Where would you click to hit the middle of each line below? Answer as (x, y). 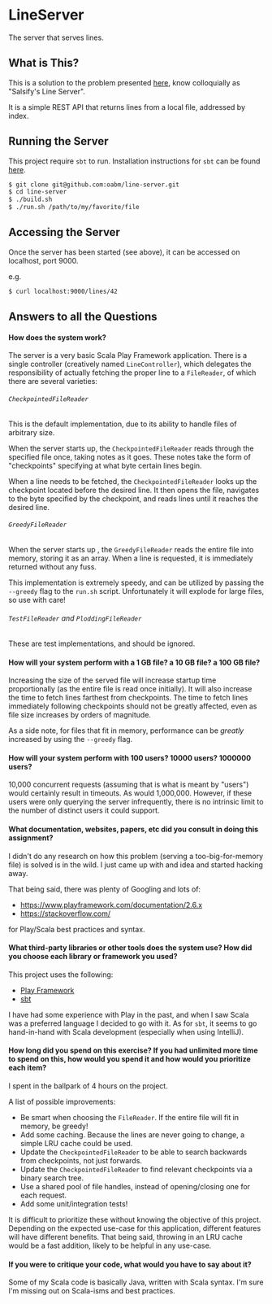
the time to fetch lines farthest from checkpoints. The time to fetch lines (128, 698)
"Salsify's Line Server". (47, 91)
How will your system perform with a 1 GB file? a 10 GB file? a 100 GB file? (134, 662)
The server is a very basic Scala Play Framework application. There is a (128, 355)
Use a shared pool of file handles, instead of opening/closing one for (135, 1186)
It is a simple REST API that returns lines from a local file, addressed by (127, 107)
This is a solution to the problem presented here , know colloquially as (125, 82)
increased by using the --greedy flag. (71, 739)
